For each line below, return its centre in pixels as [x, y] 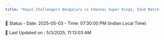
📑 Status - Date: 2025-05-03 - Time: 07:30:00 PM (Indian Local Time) [76, 23]
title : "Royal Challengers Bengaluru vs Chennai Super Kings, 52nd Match [82, 9]
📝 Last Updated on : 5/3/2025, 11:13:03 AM [48, 32]
